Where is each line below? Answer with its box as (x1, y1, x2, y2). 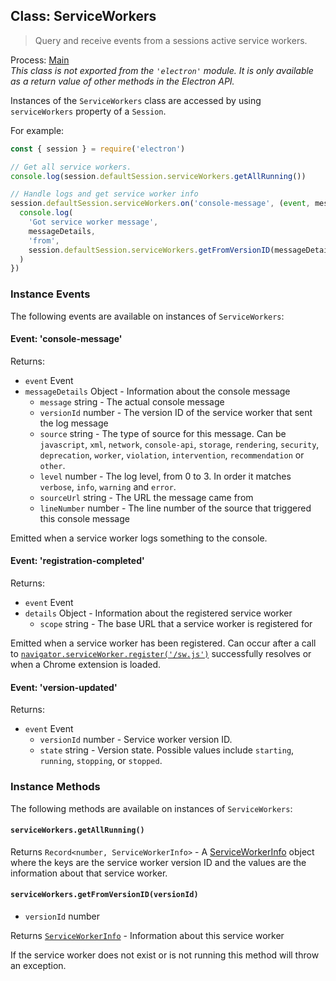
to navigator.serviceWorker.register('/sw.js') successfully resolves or (10, 648, 312, 660)
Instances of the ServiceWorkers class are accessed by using (10, 94, 262, 106)
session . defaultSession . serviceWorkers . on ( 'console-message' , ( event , (10, 199, 311, 209)
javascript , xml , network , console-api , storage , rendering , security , (39, 438, 320, 450)
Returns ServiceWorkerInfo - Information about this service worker (10, 929, 285, 941)
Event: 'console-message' (10, 333, 123, 345)
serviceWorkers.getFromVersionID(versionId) (10, 890, 199, 900)
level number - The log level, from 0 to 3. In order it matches (39, 470, 292, 482)
